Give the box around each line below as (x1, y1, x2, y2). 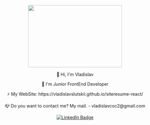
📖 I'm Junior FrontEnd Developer (41, 81, 108, 87)
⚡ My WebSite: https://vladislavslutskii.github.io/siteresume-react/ (6, 91, 143, 97)
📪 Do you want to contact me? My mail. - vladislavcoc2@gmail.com (4, 103, 145, 109)
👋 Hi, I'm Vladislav (56, 72, 94, 77)
